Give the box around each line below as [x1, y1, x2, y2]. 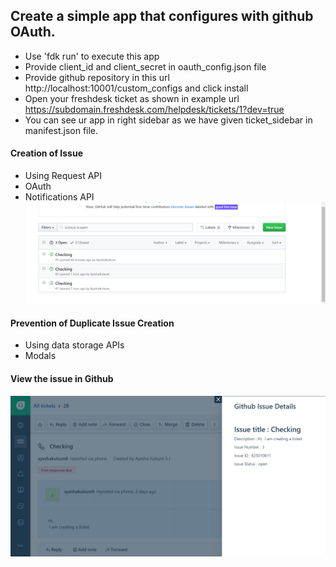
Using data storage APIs [24, 339, 125, 351]
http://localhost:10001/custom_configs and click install [24, 82, 249, 94]
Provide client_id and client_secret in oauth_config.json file [24, 60, 267, 73]
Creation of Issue [10, 147, 83, 159]
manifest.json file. [24, 124, 99, 136]
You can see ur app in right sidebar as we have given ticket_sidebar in [24, 114, 313, 126]
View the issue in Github [10, 373, 114, 385]
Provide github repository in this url [24, 71, 170, 83]
